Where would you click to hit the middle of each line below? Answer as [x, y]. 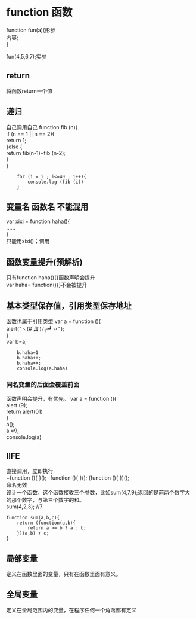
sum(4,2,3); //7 [24, 507]
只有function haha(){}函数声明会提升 [51, 278]
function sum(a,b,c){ [33, 518]
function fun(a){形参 [31, 30]
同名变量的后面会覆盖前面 [43, 385]
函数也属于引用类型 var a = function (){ [54, 321]
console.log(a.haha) [42, 368]
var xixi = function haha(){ [38, 221]
